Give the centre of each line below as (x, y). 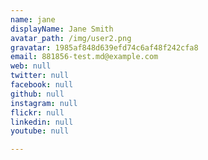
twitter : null (40, 76)
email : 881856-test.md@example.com (84, 57)
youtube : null (40, 131)
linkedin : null (42, 122)
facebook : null (42, 85)
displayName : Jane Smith (62, 29)
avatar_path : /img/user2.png (71, 38)
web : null (31, 66)
